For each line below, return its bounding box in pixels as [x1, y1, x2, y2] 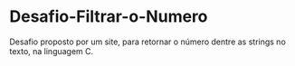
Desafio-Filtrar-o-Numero [9, 6, 208, 27]
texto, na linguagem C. [9, 45, 94, 56]
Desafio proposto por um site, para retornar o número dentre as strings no [9, 36, 287, 47]
